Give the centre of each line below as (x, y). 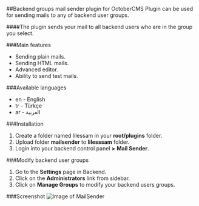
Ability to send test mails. (46, 76)
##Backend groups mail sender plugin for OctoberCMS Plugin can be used (100, 9)
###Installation (25, 124)
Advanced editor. (37, 69)
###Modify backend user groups (48, 160)
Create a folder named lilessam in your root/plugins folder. (89, 136)
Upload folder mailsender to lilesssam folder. (72, 142)
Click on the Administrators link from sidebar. (73, 178)
